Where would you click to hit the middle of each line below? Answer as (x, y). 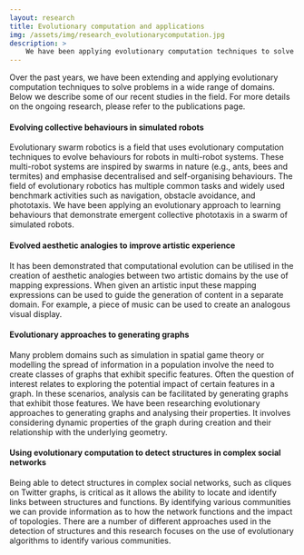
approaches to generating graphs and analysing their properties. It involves (150, 412)
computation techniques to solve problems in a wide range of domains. (142, 87)
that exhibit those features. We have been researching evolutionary (135, 403)
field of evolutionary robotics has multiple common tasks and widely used (147, 186)
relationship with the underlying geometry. (88, 431)
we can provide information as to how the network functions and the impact (151, 511)
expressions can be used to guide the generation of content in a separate (147, 294)
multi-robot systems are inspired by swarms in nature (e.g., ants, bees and (149, 167)
